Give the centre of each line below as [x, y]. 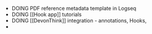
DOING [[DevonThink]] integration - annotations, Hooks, [79, 20]
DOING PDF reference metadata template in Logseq [74, 8]
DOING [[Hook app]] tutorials [46, 14]
